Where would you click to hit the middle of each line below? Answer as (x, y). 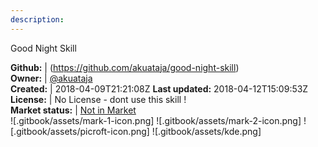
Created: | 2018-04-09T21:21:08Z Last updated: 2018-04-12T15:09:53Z (159, 88)
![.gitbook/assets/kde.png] (206, 131)
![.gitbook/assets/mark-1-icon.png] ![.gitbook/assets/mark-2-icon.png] (156, 120)
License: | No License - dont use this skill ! (98, 99)
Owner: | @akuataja (51, 78)
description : (37, 19)
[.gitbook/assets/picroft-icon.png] (80, 131)
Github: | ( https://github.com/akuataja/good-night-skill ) (125, 67)
